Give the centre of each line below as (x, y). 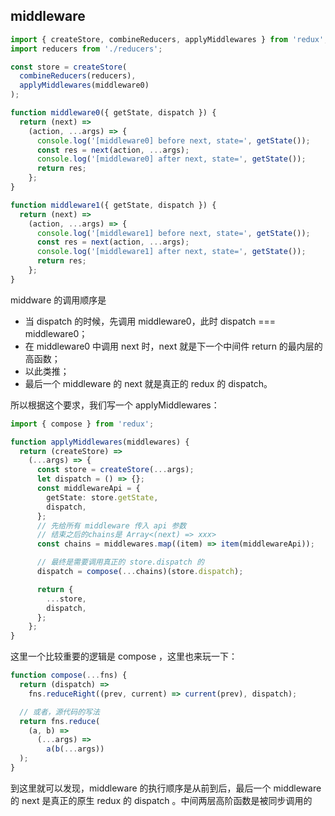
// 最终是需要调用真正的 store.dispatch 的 (120, 562)
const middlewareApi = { (88, 489)
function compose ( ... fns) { (69, 675)
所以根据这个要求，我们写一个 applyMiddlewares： (115, 405)
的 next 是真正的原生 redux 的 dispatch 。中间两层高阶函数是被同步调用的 (161, 800)
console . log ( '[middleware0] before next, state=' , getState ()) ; (173, 140)
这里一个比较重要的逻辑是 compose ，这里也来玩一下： (124, 656)
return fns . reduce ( (60, 721)
